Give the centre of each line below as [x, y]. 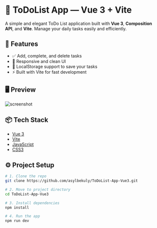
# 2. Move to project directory [38, 189]
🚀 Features [22, 44]
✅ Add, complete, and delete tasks [47, 56]
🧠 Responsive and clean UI [39, 61]
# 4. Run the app [23, 216]
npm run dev [17, 221]
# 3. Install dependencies [32, 203]
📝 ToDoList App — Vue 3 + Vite [69, 10]
